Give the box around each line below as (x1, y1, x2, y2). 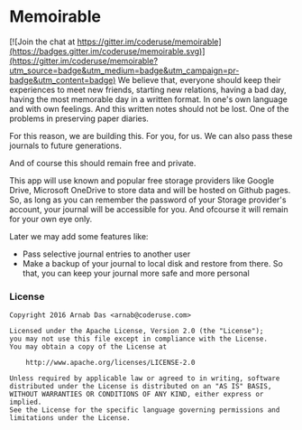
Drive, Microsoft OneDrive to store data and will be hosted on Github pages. (9, 184, 291, 195)
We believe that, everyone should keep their (117, 74, 281, 85)
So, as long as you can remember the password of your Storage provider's (9, 194, 287, 205)
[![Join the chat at (9, 36, 76, 47)
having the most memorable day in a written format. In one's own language (9, 93, 288, 105)
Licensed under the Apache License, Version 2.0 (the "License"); (9, 327, 264, 336)
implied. (9, 397, 42, 407)
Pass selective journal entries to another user (22, 248, 191, 259)
